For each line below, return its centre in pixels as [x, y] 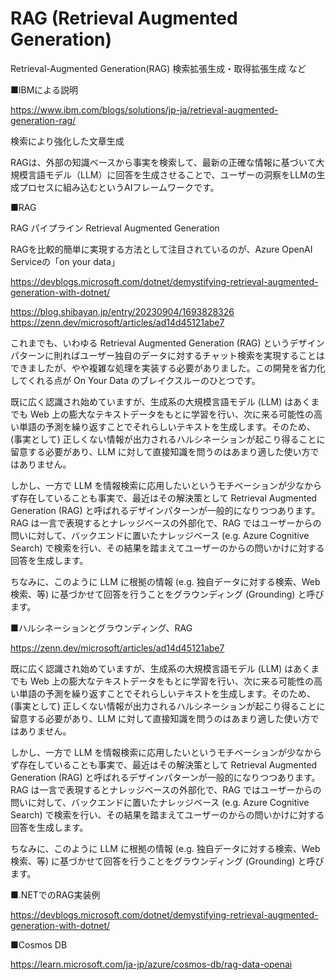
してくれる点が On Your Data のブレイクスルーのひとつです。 [135, 380]
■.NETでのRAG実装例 [55, 894]
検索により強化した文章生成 [67, 141]
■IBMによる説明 [44, 89]
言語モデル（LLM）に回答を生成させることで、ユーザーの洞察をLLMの [172, 174]
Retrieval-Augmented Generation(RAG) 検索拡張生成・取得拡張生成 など [158, 68]
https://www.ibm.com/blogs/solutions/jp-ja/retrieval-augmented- [144, 109]
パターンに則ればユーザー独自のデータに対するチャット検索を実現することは [167, 355]
